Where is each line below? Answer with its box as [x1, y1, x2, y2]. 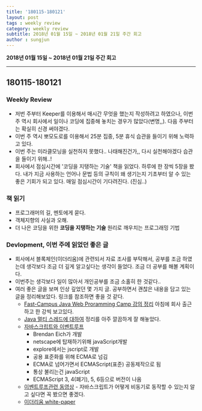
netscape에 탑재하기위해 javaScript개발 [32, 338, 127, 345]
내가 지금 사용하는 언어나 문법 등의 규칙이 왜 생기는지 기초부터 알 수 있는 [23, 170, 191, 178]
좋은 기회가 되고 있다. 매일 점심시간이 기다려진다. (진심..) [14, 178, 147, 185]
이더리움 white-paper [23, 398, 76, 406]
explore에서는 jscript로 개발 [32, 345, 99, 353]
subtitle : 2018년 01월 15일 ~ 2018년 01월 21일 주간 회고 [6, 31, 142, 37]
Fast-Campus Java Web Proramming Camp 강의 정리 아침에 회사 [23, 300, 181, 307]
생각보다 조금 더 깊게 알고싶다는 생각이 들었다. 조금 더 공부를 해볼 [26, 263, 179, 270]
